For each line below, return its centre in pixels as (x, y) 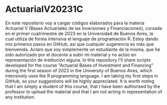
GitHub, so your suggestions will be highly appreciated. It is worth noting (80, 81)
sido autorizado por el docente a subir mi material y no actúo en (71, 54)
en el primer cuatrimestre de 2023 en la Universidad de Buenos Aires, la (79, 33)
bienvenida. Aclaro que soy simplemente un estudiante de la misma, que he (83, 49)
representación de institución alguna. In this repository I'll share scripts (78, 60)
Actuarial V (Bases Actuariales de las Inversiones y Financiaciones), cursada (83, 28)
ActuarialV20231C (44, 9)
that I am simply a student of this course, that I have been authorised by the (83, 86)
